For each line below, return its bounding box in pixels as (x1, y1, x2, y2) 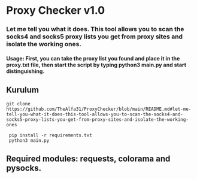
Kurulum (6, 85, 40, 95)
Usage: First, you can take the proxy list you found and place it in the (6, 54, 180, 62)
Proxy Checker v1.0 (6, 4, 105, 17)
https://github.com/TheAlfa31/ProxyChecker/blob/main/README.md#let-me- (6, 106, 192, 112)
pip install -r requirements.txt (8, 132, 93, 138)
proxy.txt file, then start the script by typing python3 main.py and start (6, 61, 187, 68)
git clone (6, 101, 31, 107)
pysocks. (6, 163, 42, 173)
